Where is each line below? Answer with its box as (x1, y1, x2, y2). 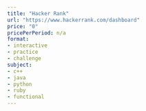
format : (7, 36, 30, 43)
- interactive (7, 42, 48, 49)
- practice (7, 49, 39, 56)
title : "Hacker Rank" (7, 10, 70, 17)
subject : (7, 61, 32, 68)
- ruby (7, 87, 26, 94)
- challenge (7, 55, 41, 62)
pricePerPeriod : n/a (7, 29, 67, 37)
